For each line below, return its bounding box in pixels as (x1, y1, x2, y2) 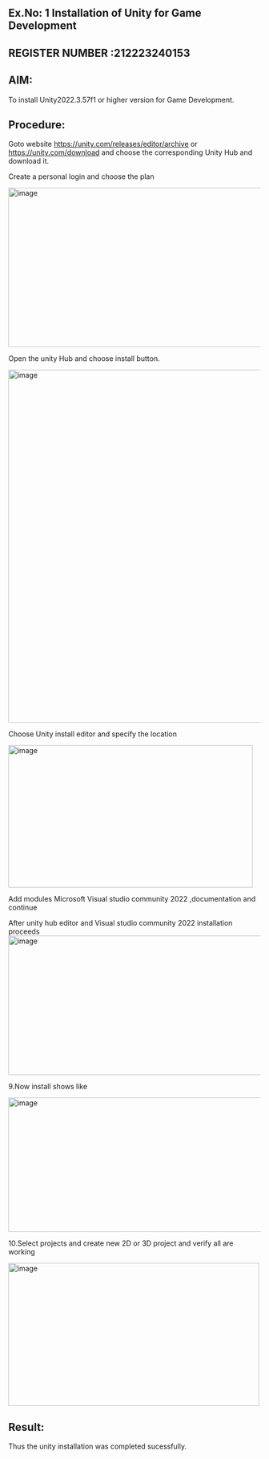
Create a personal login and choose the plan (8, 172, 155, 181)
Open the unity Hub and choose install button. (8, 354, 160, 363)
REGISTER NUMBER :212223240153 (8, 46, 191, 59)
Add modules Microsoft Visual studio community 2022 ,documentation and (8, 894, 256, 904)
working (8, 1247, 36, 1257)
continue (8, 902, 38, 913)
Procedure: (8, 118, 66, 132)
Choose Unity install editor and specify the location (8, 729, 178, 739)
